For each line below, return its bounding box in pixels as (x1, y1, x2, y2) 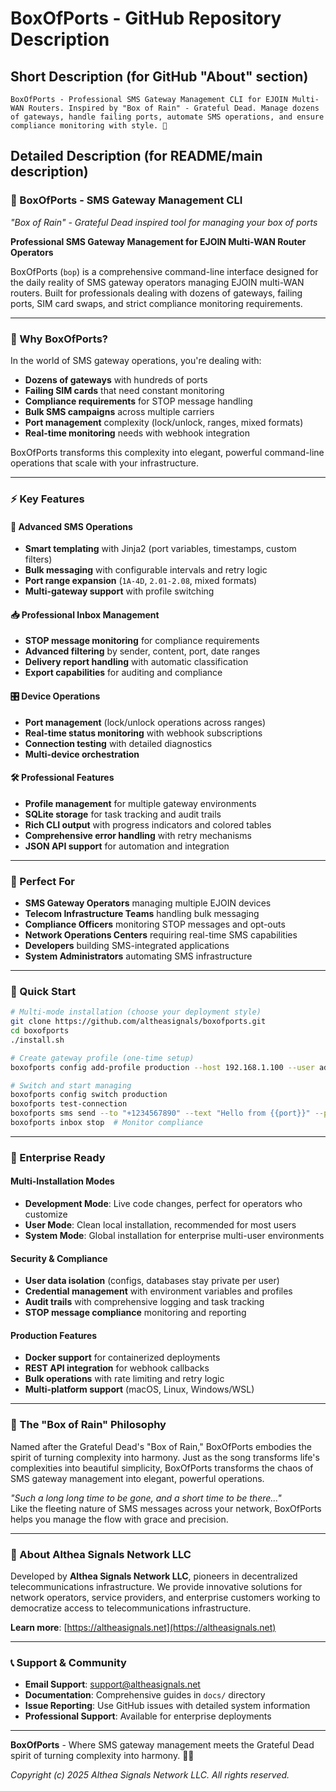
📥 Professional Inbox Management (10, 608, 160, 621)
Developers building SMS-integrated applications (24, 940, 230, 952)
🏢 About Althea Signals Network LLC (10, 1547, 192, 1561)
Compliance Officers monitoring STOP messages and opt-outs (24, 918, 286, 931)
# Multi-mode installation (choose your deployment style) (10, 1007, 262, 1017)
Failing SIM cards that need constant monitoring (24, 384, 225, 396)
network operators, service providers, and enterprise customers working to (10, 1592, 321, 1604)
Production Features (10, 1329, 98, 1341)
